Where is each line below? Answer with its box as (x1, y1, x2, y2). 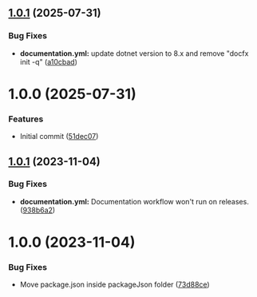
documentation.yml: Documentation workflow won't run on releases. (19, 196, 249, 206)
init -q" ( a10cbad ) (19, 57, 78, 66)
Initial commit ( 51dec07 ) (19, 132, 99, 141)
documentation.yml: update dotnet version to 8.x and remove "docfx (19, 48, 249, 58)
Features (8, 113, 44, 125)
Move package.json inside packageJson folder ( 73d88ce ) (19, 279, 210, 290)
